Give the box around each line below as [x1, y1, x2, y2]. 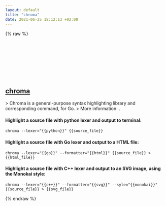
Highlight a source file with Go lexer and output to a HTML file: [5, 139, 139, 145]
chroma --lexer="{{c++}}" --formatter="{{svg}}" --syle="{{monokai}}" [5, 182, 158, 187]
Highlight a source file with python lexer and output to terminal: [5, 117, 142, 123]
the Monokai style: [5, 171, 46, 177]
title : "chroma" [5, 12, 40, 17]
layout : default [5, 7, 40, 13]
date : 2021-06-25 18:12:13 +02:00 [5, 17, 79, 22]
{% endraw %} [5, 195, 37, 201]
